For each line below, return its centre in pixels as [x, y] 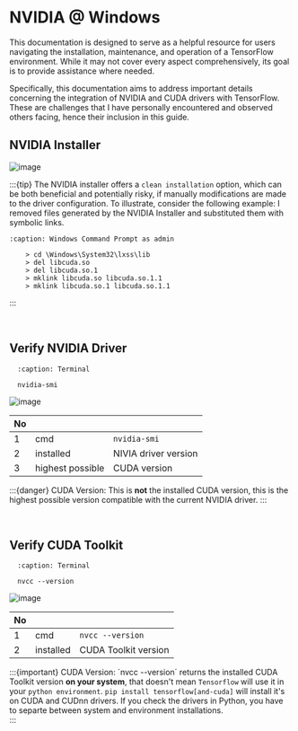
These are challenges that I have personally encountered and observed [141, 107]
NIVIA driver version [156, 454]
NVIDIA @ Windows [85, 18]
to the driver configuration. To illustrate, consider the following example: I [145, 203]
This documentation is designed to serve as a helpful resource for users [142, 42]
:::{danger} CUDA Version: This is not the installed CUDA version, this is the [149, 490]
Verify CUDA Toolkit [66, 545]
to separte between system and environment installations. [116, 710]
